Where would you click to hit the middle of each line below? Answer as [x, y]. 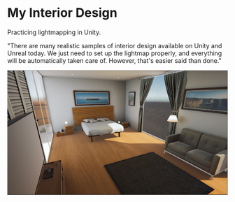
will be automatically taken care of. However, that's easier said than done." [114, 60]
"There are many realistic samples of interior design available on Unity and [115, 45]
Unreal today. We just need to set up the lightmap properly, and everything [115, 53]
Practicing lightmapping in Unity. [54, 32]
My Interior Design [62, 13]
